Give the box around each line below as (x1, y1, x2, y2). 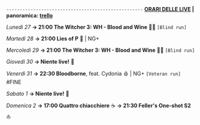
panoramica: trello (6, 12, 53, 19)
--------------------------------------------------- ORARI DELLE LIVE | (6, 6, 195, 12)
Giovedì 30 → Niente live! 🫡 (6, 58, 75, 65)
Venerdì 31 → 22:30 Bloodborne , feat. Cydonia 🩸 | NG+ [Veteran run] (6, 70, 181, 77)
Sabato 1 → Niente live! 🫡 (6, 90, 69, 97)
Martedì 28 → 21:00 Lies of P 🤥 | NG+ (6, 35, 100, 42)
